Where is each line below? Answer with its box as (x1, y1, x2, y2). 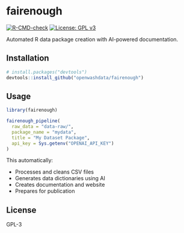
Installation (6, 53, 49, 64)
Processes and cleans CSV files (14, 168, 94, 175)
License (6, 205, 37, 215)
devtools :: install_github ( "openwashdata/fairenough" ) (6, 74, 144, 80)
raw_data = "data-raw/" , (11, 124, 74, 130)
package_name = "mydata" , (11, 129, 77, 135)
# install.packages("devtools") (6, 69, 87, 75)
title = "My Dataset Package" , (11, 135, 90, 141)
